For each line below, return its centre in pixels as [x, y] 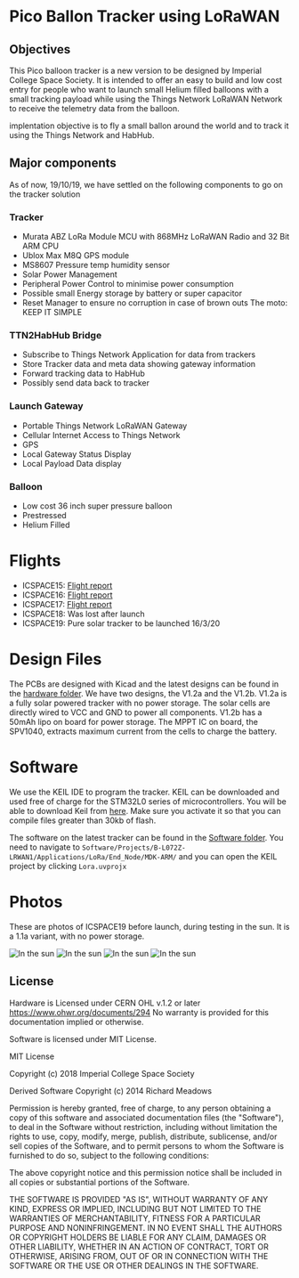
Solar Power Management [69, 274]
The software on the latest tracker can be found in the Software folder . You [146, 837]
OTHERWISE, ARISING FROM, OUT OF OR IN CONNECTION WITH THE [139, 1256]
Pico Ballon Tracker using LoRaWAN [145, 16]
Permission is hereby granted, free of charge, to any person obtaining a [140, 1108]
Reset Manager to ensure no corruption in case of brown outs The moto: [155, 303]
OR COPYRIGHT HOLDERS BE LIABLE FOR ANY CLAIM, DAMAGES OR [138, 1237]
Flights [35, 561]
